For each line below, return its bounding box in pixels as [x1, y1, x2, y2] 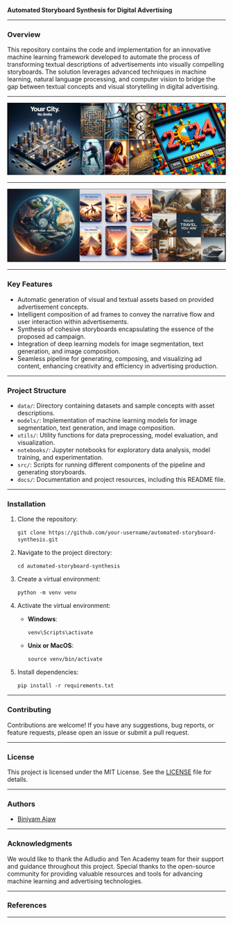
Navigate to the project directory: [17, 549, 112, 557]
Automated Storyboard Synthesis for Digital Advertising [7, 6, 173, 14]
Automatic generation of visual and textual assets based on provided [17, 295, 214, 303]
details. [7, 775, 28, 783]
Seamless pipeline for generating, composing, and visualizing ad [17, 354, 202, 362]
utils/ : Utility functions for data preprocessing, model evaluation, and [17, 431, 218, 440]
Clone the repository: [17, 515, 78, 524]
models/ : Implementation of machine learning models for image [17, 417, 198, 425]
